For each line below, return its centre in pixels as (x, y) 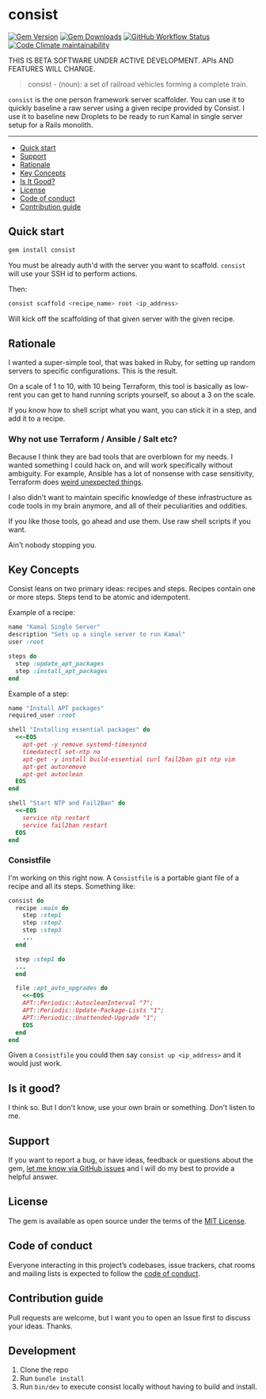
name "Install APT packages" (56, 708)
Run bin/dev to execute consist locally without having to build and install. (138, 1387)
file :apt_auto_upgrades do (62, 988)
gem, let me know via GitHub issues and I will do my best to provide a (122, 1169)
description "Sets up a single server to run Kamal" (97, 635)
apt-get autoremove (55, 767)
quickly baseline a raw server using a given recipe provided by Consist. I (127, 108)
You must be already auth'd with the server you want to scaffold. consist (127, 265)
